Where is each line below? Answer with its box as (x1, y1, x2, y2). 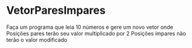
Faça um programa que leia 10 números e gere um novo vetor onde (6, 23, 173, 31)
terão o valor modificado (6, 36, 68, 43)
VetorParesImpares (6, 4, 106, 17)
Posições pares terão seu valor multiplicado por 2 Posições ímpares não (6, 29, 186, 37)
